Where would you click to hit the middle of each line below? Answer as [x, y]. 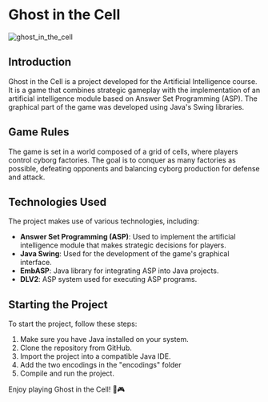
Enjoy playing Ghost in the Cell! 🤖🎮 [67, 389]
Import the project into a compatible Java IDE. [95, 356]
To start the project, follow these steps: [73, 324]
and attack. [27, 177]
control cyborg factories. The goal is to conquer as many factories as [122, 160]
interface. [36, 263]
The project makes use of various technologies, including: [104, 221]
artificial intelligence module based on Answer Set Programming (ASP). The [133, 98]
